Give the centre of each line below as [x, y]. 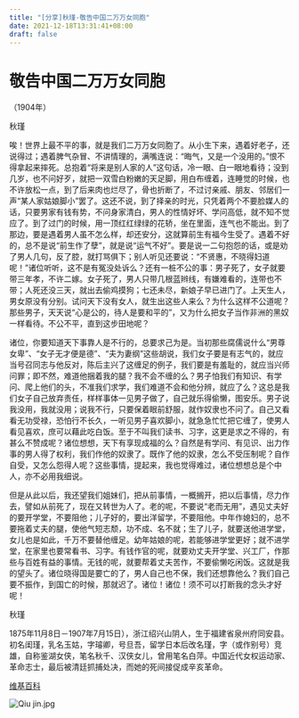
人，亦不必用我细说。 [48, 476]
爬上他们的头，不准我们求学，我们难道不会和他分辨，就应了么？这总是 [153, 387]
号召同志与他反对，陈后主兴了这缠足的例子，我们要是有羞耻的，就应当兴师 [153, 365]
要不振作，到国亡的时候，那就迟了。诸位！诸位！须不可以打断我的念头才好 [145, 584]
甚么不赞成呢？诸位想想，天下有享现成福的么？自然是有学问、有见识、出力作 [149, 443]
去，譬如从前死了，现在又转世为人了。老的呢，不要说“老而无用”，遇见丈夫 [145, 507]
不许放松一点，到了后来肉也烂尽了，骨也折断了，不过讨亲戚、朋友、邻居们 [145, 190]
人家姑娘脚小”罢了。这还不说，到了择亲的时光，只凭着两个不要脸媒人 [155, 201]
